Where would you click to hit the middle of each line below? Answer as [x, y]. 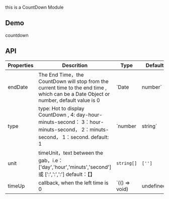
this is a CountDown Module [34, 7]
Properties [21, 65]
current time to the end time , [73, 88]
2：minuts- [95, 129]
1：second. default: [86, 137]
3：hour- [93, 122]
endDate [18, 87]
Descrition [75, 65]
